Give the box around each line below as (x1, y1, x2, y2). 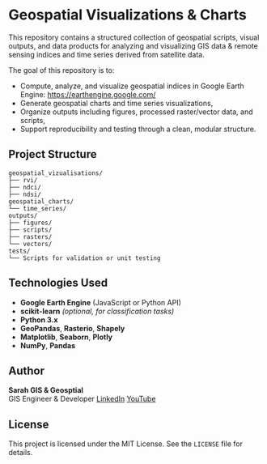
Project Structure (8, 147, 97, 161)
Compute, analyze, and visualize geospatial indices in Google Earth (19, 81, 244, 91)
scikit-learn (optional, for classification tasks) (19, 306, 175, 316)
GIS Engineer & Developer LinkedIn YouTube (8, 394, 156, 404)
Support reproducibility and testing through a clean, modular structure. (19, 124, 256, 134)
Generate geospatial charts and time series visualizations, (19, 98, 214, 108)
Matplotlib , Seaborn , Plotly (19, 332, 113, 342)
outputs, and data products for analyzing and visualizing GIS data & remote (8, 40, 259, 50)
